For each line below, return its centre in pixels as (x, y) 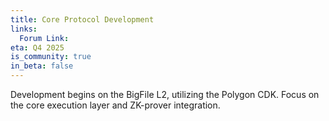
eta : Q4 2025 (37, 47)
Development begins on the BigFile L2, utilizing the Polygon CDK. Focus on (165, 94)
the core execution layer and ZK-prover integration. (115, 105)
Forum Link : (44, 38)
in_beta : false (42, 66)
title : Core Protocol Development (82, 19)
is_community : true (51, 57)
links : (24, 29)
